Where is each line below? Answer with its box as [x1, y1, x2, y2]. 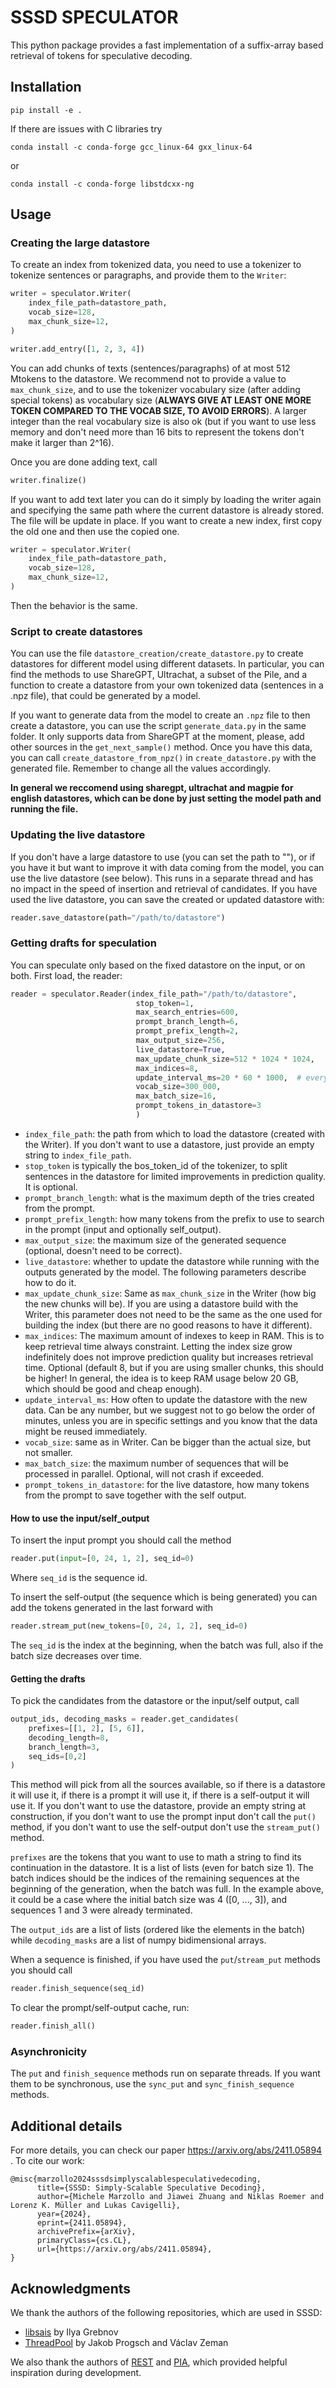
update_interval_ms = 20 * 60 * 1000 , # [135, 1072, 302, 1083]
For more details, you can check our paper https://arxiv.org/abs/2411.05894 [10, 2144, 323, 2156]
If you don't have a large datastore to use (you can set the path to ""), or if [10, 851, 316, 863]
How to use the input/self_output [10, 1512, 150, 1524]
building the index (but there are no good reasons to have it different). [24, 1319, 313, 1331]
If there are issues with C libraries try [10, 122, 163, 135]
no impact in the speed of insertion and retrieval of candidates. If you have [10, 882, 318, 895]
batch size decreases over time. [10, 1649, 142, 1661]
